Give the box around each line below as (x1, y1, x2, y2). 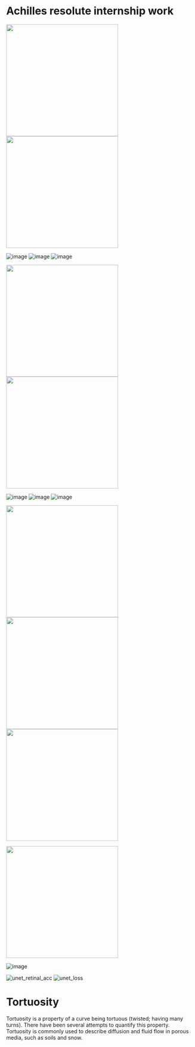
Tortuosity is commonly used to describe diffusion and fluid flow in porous (6, 1027, 189, 1034)
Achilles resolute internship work (6, 4, 174, 18)
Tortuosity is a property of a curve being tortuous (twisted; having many (6, 1015, 184, 1022)
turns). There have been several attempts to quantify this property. (6, 1021, 170, 1029)
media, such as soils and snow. (6, 1034, 83, 1041)
